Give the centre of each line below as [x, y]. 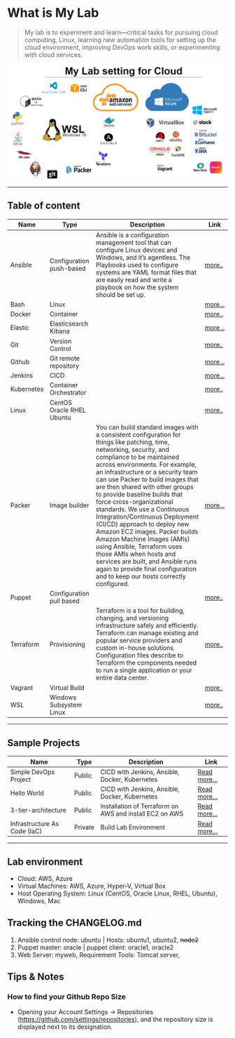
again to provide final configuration [146, 568]
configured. [112, 583]
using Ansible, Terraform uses [139, 546]
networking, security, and [133, 449]
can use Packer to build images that [147, 479]
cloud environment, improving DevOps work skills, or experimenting [122, 47]
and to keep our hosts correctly [141, 576]
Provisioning [67, 644]
